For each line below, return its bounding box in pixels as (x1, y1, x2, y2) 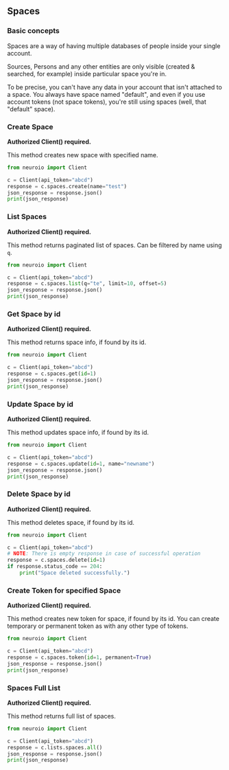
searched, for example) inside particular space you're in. (7, 69, 167, 78)
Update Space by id (7, 399, 73, 409)
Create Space (7, 122, 53, 131)
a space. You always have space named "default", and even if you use (7, 90, 206, 98)
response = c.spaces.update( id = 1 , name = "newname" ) (7, 460, 155, 467)
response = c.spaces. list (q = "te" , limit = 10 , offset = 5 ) (7, 280, 167, 287)
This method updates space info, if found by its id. (7, 429, 149, 436)
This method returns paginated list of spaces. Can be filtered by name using (7, 240, 222, 249)
